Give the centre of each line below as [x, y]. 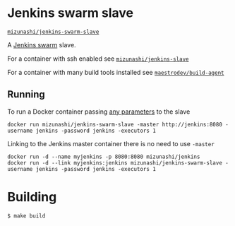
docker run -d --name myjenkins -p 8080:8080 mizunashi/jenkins [104, 157]
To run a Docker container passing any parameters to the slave [99, 112]
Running [26, 94]
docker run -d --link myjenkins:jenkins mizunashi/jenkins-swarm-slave [115, 163]
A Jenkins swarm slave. [42, 44]
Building [32, 197]
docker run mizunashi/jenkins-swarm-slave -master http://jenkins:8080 [115, 124]
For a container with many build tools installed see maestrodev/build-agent [116, 72]
